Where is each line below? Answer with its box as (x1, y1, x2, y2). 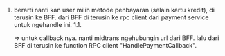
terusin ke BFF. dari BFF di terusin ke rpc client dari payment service (13, 13, 209, 21)
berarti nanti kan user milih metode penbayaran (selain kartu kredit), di (13, 6, 215, 14)
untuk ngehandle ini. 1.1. (13, 21, 82, 28)
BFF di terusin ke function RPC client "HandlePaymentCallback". (13, 41, 197, 49)
